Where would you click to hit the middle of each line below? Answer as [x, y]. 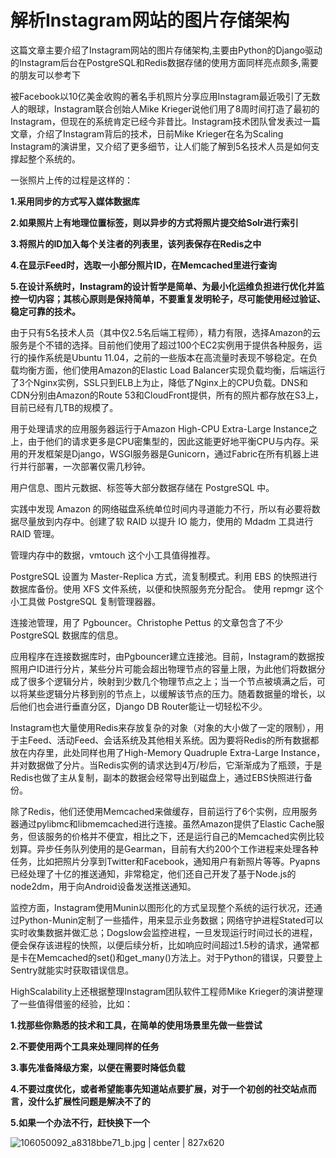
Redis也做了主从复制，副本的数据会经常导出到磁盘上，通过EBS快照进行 [157, 777]
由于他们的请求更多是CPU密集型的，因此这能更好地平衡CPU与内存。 [169, 441]
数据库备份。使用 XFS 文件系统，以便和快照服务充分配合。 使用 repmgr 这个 [167, 588]
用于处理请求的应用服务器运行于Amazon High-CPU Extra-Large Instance [159, 428]
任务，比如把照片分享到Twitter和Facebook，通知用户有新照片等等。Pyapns [165, 861]
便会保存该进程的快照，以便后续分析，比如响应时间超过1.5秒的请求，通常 [160, 945]
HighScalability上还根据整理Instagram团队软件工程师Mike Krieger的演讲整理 [167, 991]
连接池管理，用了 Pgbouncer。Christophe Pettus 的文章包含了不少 [147, 622]
